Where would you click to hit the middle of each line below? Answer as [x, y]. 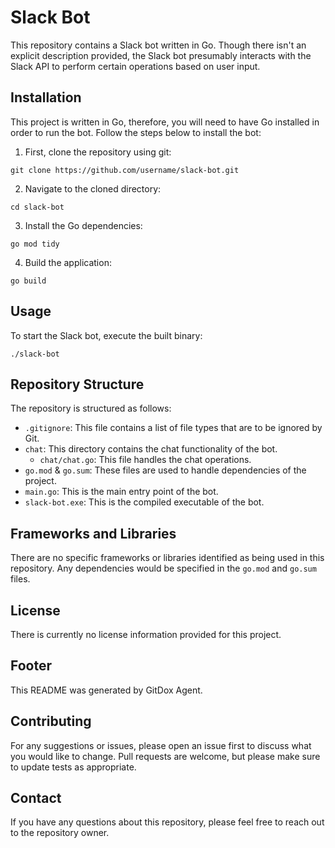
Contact [36, 798]
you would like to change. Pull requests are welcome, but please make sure [165, 756]
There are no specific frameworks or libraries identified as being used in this [167, 558]
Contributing [51, 721]
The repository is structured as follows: [91, 408]
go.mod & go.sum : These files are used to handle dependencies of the [165, 470]
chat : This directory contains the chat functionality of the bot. [151, 449]
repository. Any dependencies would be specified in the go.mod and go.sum [163, 568]
